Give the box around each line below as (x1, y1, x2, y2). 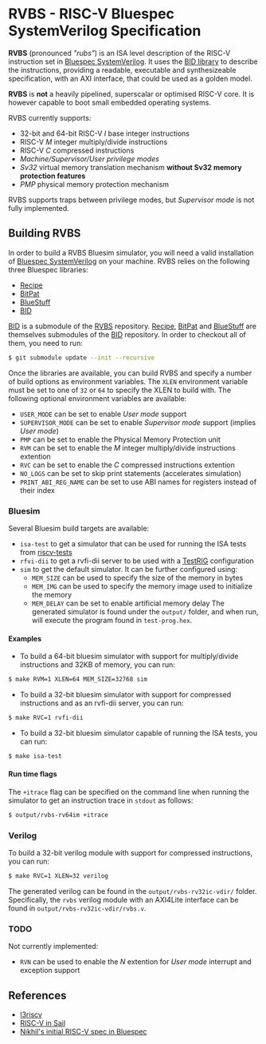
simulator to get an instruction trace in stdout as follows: (8, 796, 194, 805)
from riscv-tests (19, 547, 73, 557)
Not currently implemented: (8, 942, 99, 951)
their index (19, 485, 56, 495)
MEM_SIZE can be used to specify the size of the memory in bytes (31, 573, 244, 582)
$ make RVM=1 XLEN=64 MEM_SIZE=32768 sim (8, 676, 148, 684)
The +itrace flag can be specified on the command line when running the (8, 787, 249, 796)
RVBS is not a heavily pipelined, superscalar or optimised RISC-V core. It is (8, 89, 255, 98)
